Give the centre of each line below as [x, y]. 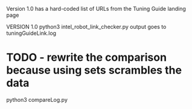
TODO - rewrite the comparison [87, 58]
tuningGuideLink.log [31, 33]
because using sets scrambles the [94, 70]
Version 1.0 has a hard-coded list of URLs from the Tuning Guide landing [96, 9]
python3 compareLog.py [37, 99]
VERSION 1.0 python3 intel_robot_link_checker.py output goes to [86, 27]
